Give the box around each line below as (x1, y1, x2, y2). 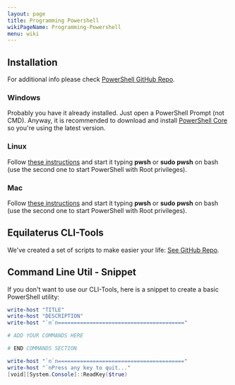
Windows (7, 93, 41, 103)
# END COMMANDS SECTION (7, 345, 78, 352)
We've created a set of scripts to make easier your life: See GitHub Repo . (7, 246, 219, 254)
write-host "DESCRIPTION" (7, 313, 83, 320)
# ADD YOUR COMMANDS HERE (7, 332, 83, 340)
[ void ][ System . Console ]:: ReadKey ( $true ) (7, 371, 128, 378)
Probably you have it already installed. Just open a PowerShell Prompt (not (7, 109, 224, 117)
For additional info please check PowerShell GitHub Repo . (7, 75, 175, 84)
